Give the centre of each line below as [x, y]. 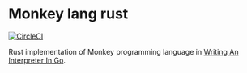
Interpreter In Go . [37, 60]
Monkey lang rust [68, 14]
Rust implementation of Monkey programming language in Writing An [123, 51]
